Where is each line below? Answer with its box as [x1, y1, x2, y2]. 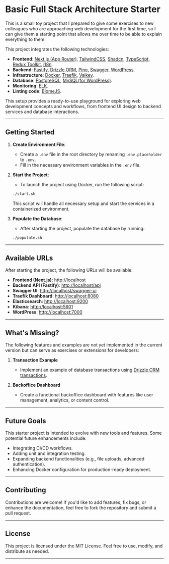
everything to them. [5, 36, 46, 42]
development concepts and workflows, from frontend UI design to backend [5, 103, 161, 109]
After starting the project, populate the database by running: [20, 225, 145, 231]
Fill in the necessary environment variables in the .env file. [20, 162, 141, 168]
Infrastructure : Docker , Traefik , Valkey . [12, 72, 94, 78]
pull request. [5, 510, 31, 516]
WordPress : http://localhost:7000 [12, 309, 83, 315]
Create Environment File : [12, 141, 66, 147]
